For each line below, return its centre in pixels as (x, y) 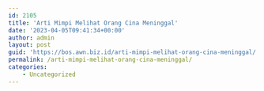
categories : (28, 67)
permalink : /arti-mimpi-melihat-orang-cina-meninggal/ (100, 60)
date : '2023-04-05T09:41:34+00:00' (67, 30)
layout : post (30, 45)
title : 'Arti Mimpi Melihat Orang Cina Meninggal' (93, 23)
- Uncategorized (49, 74)
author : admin (32, 38)
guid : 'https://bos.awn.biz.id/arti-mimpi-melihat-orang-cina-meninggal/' (134, 52)
